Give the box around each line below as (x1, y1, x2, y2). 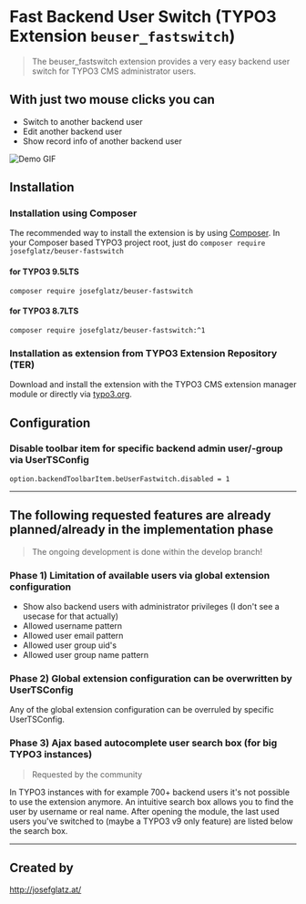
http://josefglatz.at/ (9, 884, 82, 895)
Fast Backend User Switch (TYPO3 (9, 6, 277, 27)
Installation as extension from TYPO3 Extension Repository (9, 346, 278, 359)
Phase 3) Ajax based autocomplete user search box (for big (9, 736, 278, 749)
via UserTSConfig (9, 454, 89, 467)
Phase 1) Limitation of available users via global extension (9, 569, 270, 581)
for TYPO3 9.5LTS (9, 266, 79, 277)
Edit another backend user (22, 126, 123, 137)
